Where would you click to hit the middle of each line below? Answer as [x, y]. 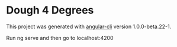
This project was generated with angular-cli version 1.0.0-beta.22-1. [89, 26]
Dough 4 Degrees [50, 10]
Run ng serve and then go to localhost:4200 [60, 38]
